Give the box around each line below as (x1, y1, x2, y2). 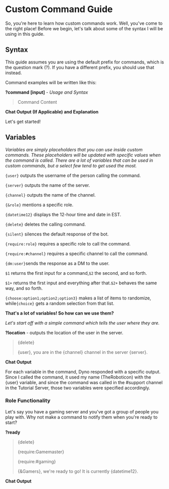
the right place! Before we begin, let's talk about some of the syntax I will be (5, 25, 163, 31)
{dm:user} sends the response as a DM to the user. (5, 260, 110, 266)
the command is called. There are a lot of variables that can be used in (5, 157, 153, 163)
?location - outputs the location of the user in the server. (5, 329, 124, 336)
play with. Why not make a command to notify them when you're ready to (5, 414, 158, 420)
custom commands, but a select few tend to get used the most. (5, 162, 137, 168)
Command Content (17, 99, 57, 105)
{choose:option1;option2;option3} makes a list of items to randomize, (5, 295, 151, 301)
